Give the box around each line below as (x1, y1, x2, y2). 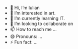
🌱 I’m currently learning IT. (10, 15, 65, 21)
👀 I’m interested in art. (10, 10, 56, 16)
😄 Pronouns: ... (10, 33, 43, 39)
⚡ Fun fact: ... (10, 39, 38, 45)
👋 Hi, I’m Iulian (10, 5, 40, 10)
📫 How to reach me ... (10, 26, 57, 32)
